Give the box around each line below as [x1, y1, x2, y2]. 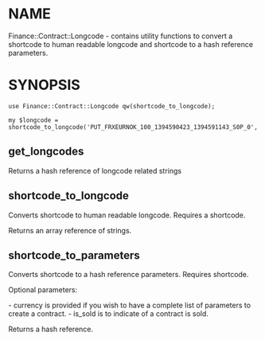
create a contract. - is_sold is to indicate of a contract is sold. [8, 309, 209, 319]
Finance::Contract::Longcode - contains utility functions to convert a [8, 31, 233, 41]
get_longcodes [8, 145, 84, 158]
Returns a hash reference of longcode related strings [8, 166, 181, 175]
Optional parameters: [8, 285, 78, 295]
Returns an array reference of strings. [8, 225, 132, 235]
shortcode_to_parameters [8, 248, 141, 262]
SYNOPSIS [8, 76, 81, 94]
